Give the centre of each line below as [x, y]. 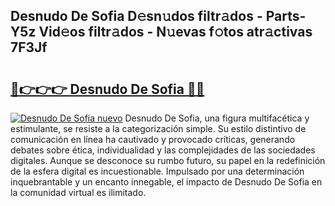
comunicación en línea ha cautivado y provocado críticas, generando [153, 139]
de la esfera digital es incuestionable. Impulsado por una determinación [157, 171]
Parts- [286, 16]
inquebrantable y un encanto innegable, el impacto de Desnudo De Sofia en [166, 182]
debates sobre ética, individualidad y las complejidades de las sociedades [163, 150]
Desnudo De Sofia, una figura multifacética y [217, 118]
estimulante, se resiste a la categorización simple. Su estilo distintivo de [158, 128]
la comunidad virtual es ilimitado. [78, 192]
